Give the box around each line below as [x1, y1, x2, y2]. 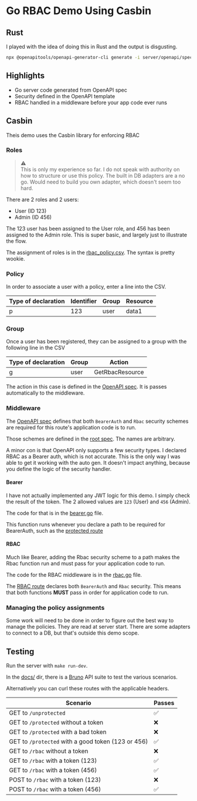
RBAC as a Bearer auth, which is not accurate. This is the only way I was [6, 453, 181, 460]
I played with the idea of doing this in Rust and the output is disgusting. [6, 43, 178, 50]
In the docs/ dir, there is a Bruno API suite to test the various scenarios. [6, 673, 178, 680]
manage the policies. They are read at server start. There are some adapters [6, 623, 191, 630]
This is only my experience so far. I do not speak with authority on [20, 166, 180, 173]
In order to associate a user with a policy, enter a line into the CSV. [6, 283, 167, 291]
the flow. [6, 237, 28, 245]
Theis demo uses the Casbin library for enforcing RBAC [6, 131, 140, 139]
